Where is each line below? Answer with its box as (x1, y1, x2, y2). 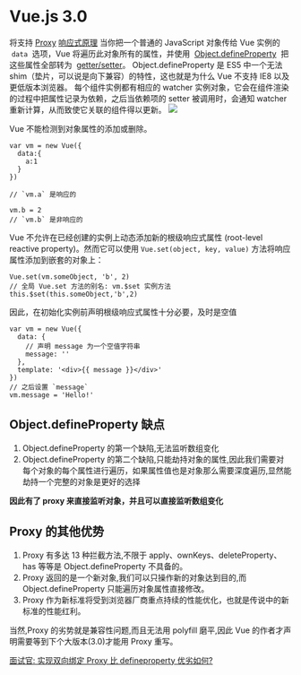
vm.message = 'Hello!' (9, 390, 94, 400)
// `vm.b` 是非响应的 (9, 215, 83, 224)
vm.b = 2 (9, 205, 42, 214)
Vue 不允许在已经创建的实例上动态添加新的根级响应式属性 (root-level (9, 231, 263, 243)
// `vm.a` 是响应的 (9, 190, 77, 199)
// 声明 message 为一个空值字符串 (25, 342, 141, 350)
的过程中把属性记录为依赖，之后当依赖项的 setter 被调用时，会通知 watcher (9, 92, 288, 104)
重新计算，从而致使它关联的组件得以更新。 (9, 104, 167, 115)
